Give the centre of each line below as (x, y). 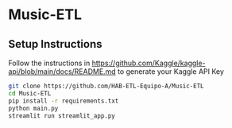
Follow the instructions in (49, 63)
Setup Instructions (55, 44)
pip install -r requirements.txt (64, 101)
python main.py (33, 108)
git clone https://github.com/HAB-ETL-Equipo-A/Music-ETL (106, 86)
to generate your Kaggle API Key (171, 72)
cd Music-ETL (30, 93)
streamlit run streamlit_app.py (62, 116)
